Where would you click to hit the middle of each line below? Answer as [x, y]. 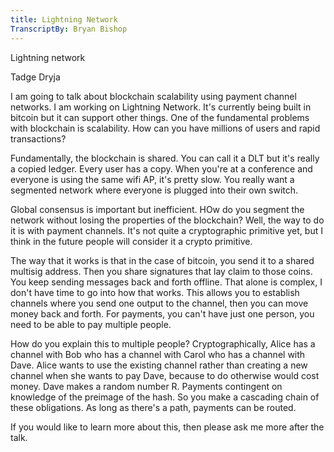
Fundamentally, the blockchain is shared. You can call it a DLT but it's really [165, 158]
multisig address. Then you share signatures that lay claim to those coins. [161, 271]
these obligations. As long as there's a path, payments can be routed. [153, 407]
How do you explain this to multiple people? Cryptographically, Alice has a [163, 343]
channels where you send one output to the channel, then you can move [159, 303]
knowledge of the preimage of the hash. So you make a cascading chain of [165, 397]
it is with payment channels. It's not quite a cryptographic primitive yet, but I [166, 230]
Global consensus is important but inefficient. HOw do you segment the [157, 209]
